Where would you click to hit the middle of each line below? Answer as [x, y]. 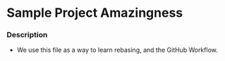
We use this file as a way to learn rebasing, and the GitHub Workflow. [117, 50]
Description [27, 35]
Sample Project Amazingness [95, 13]
